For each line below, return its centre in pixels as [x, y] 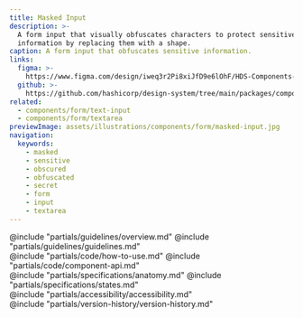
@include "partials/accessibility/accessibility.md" [101, 294]
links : [22, 60]
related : [26, 102]
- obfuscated [50, 177]
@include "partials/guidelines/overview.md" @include [110, 237]
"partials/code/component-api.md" [74, 265]
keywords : [36, 144]
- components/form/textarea [70, 118]
